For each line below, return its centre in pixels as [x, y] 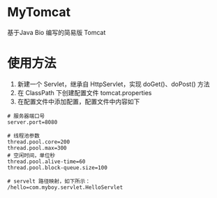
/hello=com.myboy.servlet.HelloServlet [65, 187]
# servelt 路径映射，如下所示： [49, 181]
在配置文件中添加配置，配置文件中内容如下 [78, 101]
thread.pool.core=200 [39, 142]
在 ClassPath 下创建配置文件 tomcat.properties [84, 92]
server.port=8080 [32, 122]
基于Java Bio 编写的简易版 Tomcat [57, 32]
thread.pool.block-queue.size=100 [58, 168]
